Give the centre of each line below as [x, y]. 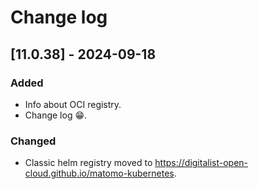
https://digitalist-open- [201, 163]
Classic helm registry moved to [88, 163]
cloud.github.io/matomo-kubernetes [99, 173]
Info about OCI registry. [73, 104]
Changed [33, 141]
